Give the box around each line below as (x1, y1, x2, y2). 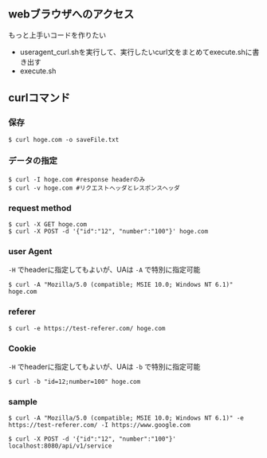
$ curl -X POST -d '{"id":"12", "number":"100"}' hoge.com (8, 228, 209, 236)
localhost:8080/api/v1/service (8, 442, 112, 450)
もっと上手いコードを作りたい (8, 30, 106, 40)
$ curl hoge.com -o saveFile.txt (8, 135, 120, 143)
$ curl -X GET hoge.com (8, 221, 88, 229)
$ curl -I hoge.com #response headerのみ (8, 175, 146, 183)
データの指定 (8, 155, 58, 166)
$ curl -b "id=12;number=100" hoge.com (8, 378, 141, 386)
